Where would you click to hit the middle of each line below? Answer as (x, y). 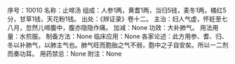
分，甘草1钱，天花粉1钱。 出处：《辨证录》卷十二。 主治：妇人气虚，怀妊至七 (117, 19)
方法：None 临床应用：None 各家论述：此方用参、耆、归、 (143, 36)
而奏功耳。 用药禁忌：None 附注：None (65, 54)
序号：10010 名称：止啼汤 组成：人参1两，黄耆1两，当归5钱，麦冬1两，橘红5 (117, 10)
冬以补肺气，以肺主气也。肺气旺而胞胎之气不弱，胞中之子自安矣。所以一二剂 (118, 45)
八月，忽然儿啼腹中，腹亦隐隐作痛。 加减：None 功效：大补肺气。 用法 (110, 27)
